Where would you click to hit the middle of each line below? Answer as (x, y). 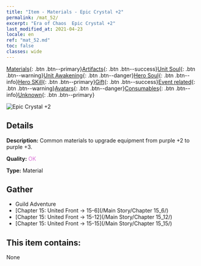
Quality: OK (21, 158)
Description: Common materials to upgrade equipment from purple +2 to (98, 140)
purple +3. (19, 147)
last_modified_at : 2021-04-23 (45, 29)
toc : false (20, 46)
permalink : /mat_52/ (33, 18)
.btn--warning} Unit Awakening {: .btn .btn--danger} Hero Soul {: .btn (90, 75)
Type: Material (25, 170)
